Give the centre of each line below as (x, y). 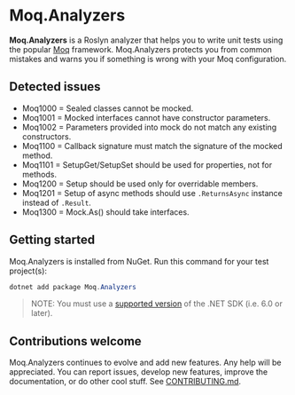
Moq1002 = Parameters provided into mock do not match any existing (149, 127)
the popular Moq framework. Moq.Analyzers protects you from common (141, 49)
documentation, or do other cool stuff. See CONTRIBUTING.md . (125, 382)
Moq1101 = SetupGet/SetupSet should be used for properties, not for (147, 164)
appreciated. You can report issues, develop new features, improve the (139, 372)
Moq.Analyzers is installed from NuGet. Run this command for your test (139, 261)
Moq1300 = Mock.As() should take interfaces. (105, 212)
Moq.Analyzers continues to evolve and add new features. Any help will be (145, 363)
